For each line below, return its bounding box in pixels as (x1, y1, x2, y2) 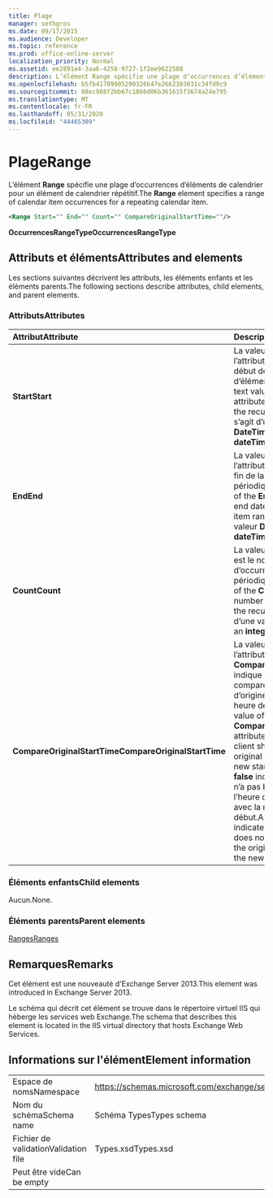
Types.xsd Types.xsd (94, 1144, 174, 1155)
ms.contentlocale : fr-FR (8, 102, 93, 111)
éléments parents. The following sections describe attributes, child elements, (8, 281, 264, 291)
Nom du (12, 1100, 43, 1111)
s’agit (233, 416, 254, 427)
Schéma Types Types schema (94, 1109, 207, 1121)
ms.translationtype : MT (8, 95, 89, 103)
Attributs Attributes (8, 310, 85, 321)
